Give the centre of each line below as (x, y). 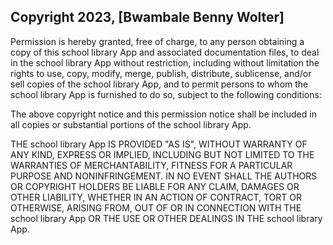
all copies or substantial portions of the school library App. (131, 124)
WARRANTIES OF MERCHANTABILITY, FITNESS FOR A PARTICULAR (151, 165)
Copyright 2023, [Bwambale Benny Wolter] (147, 17)
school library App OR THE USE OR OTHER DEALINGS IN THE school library (166, 218)
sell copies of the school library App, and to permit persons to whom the (159, 84)
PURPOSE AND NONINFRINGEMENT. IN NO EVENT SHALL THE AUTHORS (164, 176)
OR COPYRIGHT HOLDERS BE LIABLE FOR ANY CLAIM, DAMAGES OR (155, 186)
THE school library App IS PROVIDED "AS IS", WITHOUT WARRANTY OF (159, 144)
